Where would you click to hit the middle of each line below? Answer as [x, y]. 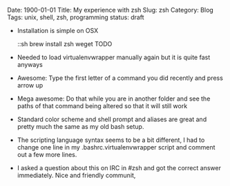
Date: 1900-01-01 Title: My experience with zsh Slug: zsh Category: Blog [111, 10]
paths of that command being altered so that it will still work [102, 106]
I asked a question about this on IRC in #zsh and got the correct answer [119, 168]
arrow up [30, 85]
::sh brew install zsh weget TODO [65, 44]
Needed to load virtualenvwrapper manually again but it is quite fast [114, 57]
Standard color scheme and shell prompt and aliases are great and [112, 119]
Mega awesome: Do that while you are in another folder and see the [114, 99]
